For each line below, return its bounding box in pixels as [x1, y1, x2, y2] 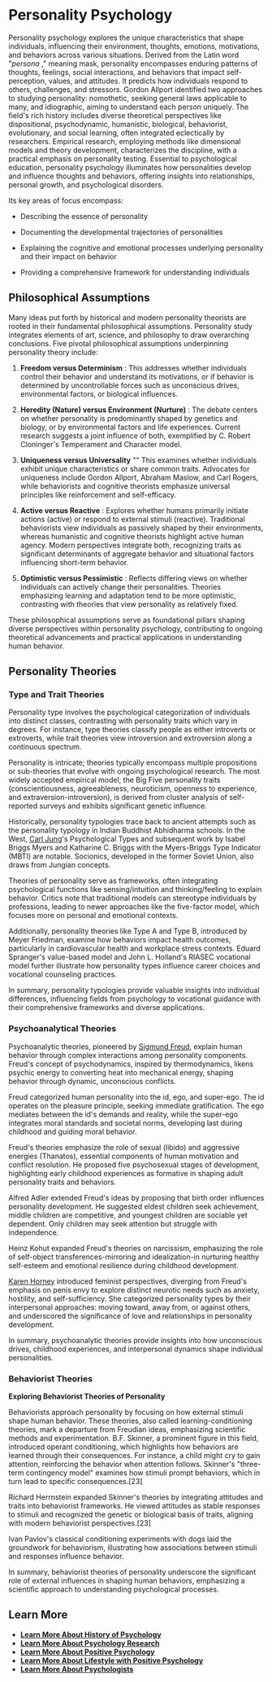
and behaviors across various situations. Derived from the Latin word [8, 50, 240, 59]
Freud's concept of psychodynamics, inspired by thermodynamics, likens [8, 1059, 254, 1069]
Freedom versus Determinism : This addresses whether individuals [19, 362, 248, 372]
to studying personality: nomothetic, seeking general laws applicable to [8, 93, 248, 103]
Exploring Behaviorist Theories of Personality [8, 1391, 166, 1402]
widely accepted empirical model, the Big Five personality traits [8, 775, 221, 785]
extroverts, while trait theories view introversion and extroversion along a [8, 733, 253, 743]
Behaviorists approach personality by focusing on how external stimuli [8, 1408, 244, 1417]
